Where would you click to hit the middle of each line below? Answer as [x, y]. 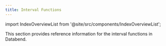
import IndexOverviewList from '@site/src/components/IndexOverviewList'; [83, 24]
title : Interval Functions [33, 10]
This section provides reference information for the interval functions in [79, 33]
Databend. [16, 39]
